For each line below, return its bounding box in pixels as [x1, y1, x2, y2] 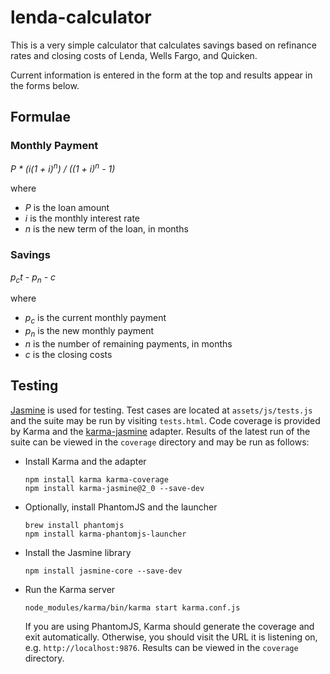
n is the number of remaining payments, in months [24, 337, 233, 350]
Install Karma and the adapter [24, 455, 147, 467]
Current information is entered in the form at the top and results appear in [10, 69, 313, 81]
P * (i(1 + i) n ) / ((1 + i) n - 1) [10, 161, 116, 175]
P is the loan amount [24, 202, 110, 214]
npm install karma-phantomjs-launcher [24, 529, 187, 539]
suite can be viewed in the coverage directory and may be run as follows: [10, 436, 310, 448]
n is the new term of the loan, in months [24, 223, 189, 235]
